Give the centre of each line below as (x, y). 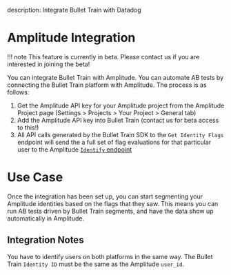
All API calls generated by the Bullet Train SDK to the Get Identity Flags (120, 134)
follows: (18, 92)
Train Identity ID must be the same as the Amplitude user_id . (96, 264)
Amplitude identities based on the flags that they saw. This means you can (113, 203)
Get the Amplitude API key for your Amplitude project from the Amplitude (121, 105)
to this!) (28, 128)
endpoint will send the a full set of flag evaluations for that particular (114, 142)
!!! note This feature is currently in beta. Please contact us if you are (103, 57)
